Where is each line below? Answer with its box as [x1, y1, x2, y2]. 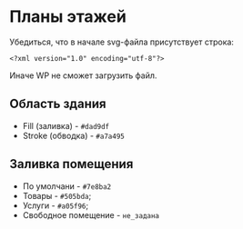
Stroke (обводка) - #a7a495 [22, 130, 125, 141]
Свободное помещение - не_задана [22, 209, 160, 220]
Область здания [9, 96, 106, 112]
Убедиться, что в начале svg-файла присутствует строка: [9, 36, 235, 47]
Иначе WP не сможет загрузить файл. [9, 70, 157, 81]
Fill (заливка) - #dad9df [22, 120, 110, 131]
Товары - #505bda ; [22, 190, 92, 201]
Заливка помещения [9, 156, 134, 172]
